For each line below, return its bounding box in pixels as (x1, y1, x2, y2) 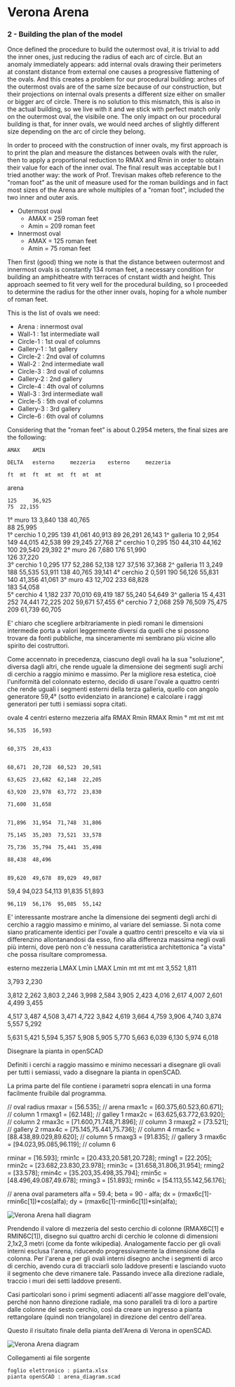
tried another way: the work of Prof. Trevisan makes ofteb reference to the (7, 171, 222, 179)
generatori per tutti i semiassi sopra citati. (7, 700, 128, 709)
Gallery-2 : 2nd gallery (17, 375, 83, 383)
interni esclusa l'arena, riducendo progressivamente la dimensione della (7, 1247, 215, 1256)
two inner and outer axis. (7, 193, 79, 202)
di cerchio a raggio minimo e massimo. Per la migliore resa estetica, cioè (7, 670, 217, 678)
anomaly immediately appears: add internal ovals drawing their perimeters (7, 60, 222, 69)
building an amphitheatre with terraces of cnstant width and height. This (7, 273, 216, 281)
